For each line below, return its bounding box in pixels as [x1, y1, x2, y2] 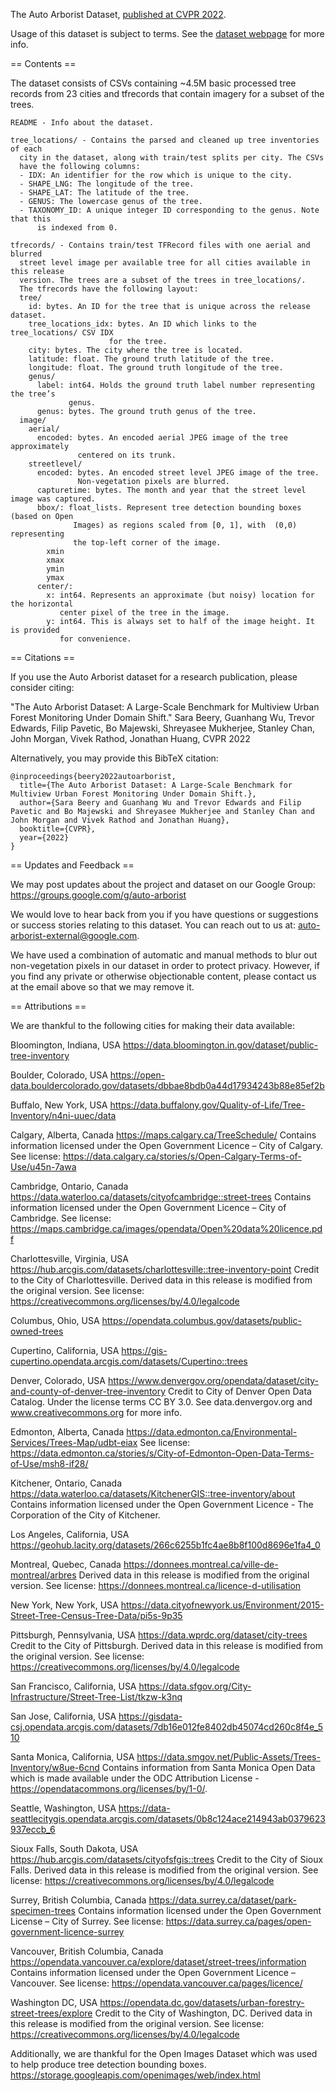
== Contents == [10, 58, 77, 69]
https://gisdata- [118, 1710, 183, 1722]
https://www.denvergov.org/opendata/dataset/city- [107, 1375, 319, 1386]
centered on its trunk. [77, 450, 177, 460]
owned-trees [10, 1325, 64, 1337]
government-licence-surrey [10, 1926, 125, 1938]
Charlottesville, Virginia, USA [10, 1253, 130, 1264]
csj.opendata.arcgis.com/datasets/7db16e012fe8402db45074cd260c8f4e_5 [10, 1721, 324, 1733]
